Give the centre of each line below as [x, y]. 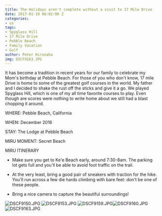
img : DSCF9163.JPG [23, 59]
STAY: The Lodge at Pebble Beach [39, 132]
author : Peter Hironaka [29, 54]
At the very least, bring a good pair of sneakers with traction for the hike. [84, 174]
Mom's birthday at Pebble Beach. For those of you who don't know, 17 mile [79, 78]
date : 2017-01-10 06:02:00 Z [34, 14]
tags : [10, 28]
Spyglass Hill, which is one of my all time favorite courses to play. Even [75, 93]
